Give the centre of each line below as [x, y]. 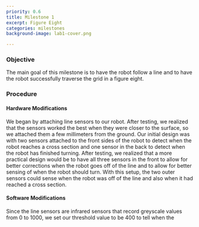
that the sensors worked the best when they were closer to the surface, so [97, 127]
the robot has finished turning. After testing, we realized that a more [89, 153]
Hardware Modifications [37, 108]
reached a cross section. [37, 184]
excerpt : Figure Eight [34, 23]
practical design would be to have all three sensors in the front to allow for [97, 159]
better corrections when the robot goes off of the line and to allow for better [99, 165]
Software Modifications [36, 198]
